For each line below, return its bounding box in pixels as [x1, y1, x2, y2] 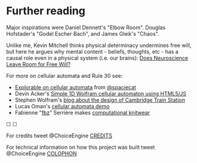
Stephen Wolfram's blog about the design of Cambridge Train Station [14, 96, 185, 104]
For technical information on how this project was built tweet [6, 143, 155, 151]
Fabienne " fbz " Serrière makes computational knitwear [14, 109, 150, 116]
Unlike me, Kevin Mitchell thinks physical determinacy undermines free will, [6, 42, 192, 49]
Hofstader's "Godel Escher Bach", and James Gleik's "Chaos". [6, 30, 159, 37]
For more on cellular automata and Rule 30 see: [6, 72, 123, 79]
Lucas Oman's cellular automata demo [14, 102, 110, 109]
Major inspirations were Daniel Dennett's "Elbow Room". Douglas [6, 24, 166, 31]
